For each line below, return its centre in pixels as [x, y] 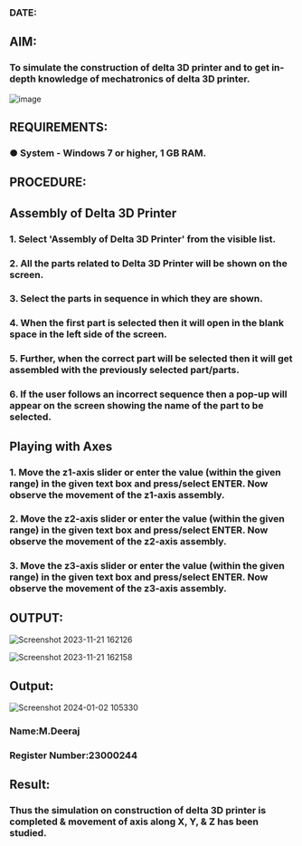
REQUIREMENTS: [59, 127]
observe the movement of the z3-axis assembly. [118, 589]
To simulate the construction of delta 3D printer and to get [139, 68]
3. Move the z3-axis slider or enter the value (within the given [147, 566]
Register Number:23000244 [74, 755]
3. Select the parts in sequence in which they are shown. [137, 299]
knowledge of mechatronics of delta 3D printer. [144, 79]
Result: [30, 785]
